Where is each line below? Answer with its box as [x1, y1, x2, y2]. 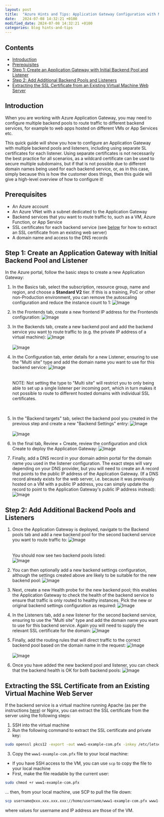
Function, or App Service [12, 219, 62, 225]
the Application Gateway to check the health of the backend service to [12, 592, 154, 598]
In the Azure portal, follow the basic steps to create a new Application [5, 270, 145, 275]
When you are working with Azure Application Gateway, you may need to [5, 114, 152, 120]
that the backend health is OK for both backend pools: [12, 667, 121, 673]
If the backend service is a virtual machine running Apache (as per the [5, 703, 146, 708]
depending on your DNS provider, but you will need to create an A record [12, 466, 159, 472]
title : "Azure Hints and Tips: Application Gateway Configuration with [5, 12, 156, 17]
